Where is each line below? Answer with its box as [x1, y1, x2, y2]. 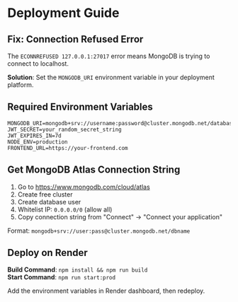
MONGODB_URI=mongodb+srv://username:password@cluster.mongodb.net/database [7, 120, 236, 127]
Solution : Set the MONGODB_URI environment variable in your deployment [7, 73, 215, 81]
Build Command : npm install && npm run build [7, 265, 148, 274]
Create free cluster [17, 190, 73, 199]
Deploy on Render [7, 247, 89, 259]
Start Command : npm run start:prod [7, 273, 115, 281]
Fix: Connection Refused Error [7, 33, 144, 45]
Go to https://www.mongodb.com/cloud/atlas [17, 182, 150, 191]
